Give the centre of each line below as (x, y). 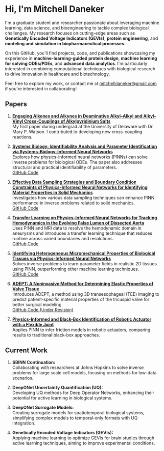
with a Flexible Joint (33, 324)
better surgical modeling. (37, 304)
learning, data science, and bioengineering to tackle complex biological (77, 28)
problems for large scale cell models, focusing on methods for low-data (84, 372)
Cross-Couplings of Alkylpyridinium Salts (68, 121)
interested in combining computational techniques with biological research (80, 69)
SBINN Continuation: (34, 362)
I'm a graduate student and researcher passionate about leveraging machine (82, 23)
